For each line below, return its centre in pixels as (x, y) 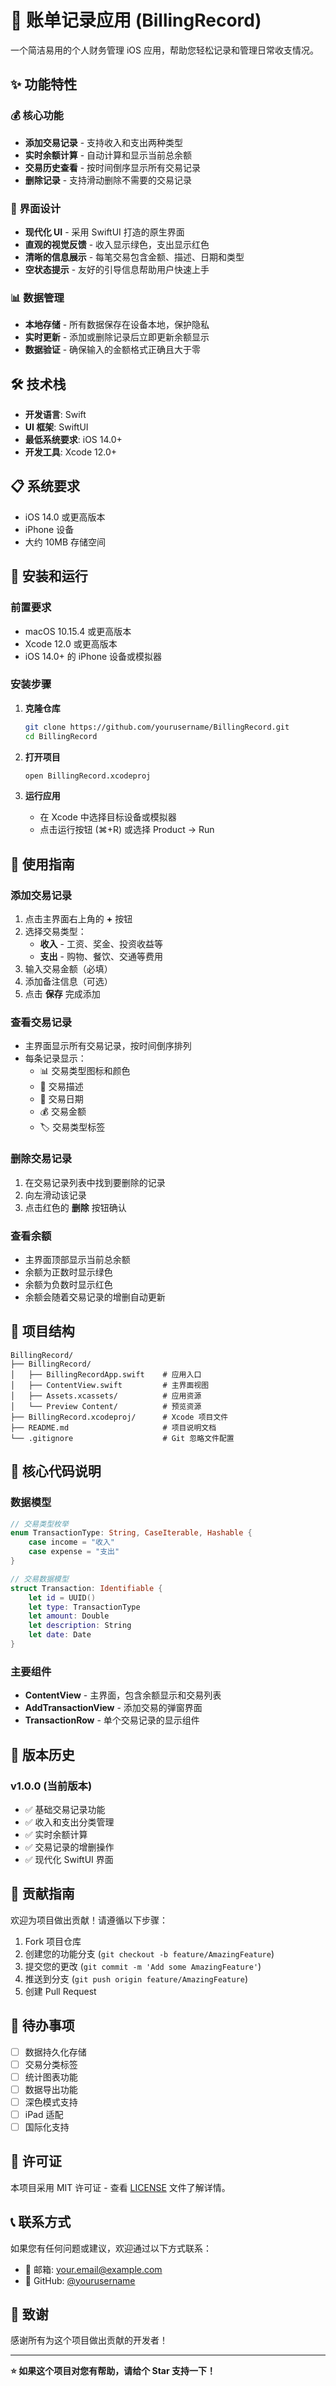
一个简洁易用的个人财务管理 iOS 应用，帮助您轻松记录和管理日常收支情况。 (164, 50)
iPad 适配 (44, 2114)
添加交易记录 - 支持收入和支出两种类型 (104, 142)
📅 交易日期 (61, 1099)
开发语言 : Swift (55, 415)
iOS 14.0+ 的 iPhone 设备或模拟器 (93, 656)
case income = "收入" (72, 1542)
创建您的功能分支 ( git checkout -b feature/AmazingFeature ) (149, 1953)
